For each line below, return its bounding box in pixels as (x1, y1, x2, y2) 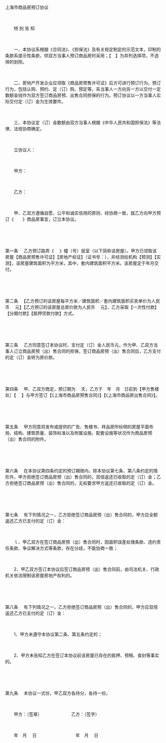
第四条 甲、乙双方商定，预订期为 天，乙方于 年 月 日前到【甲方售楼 (5, 386, 159, 392)
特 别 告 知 (13, 25, 35, 31)
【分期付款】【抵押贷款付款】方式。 (5, 310, 77, 316)
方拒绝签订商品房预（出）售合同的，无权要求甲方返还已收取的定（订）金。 (5, 480, 157, 486)
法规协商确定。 (13, 126, 44, 131)
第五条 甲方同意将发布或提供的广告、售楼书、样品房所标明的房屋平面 (5, 424, 149, 430)
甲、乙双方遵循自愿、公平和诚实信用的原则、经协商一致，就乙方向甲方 (13, 210, 157, 216)
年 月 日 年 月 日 (13, 733, 99, 738)
